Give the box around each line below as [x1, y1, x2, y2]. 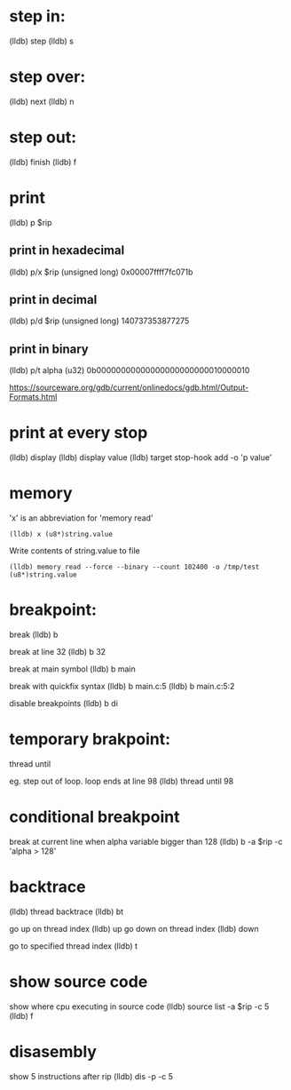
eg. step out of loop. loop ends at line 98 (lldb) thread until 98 [9, 776, 234, 786]
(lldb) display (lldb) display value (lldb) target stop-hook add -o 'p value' [9, 452, 272, 463]
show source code [9, 972, 148, 991]
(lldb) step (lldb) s [9, 36, 74, 46]
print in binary [9, 341, 89, 356]
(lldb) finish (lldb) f [9, 156, 77, 167]
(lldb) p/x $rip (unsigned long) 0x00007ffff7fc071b [9, 267, 193, 277]
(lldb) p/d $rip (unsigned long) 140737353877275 [9, 315, 190, 326]
